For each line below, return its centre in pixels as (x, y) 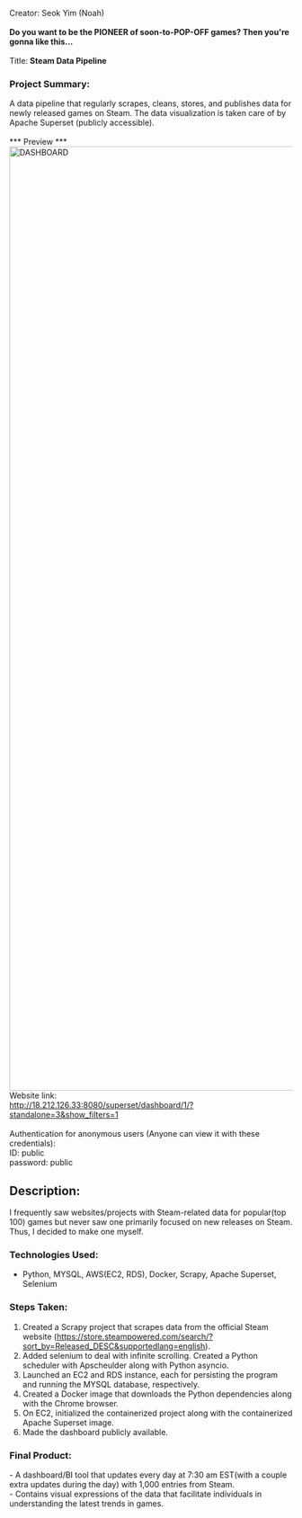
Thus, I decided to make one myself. (76, 1232)
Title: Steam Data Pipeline (58, 61)
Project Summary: (50, 84)
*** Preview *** (38, 142)
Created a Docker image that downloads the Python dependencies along (157, 1394)
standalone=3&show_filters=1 (64, 1115)
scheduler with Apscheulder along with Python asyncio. (125, 1365)
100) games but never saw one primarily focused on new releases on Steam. (151, 1222)
